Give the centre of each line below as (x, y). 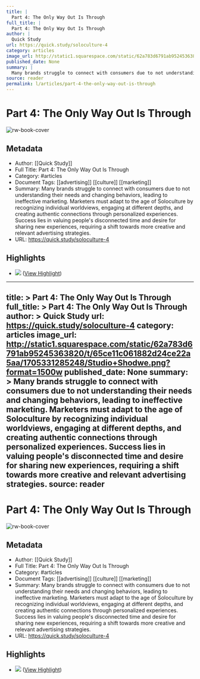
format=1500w (35, 372)
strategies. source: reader (56, 484)
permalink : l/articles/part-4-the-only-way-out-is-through (81, 84)
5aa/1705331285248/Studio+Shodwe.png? (88, 363)
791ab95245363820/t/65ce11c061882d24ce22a (99, 353)
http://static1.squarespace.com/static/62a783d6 (99, 344)
